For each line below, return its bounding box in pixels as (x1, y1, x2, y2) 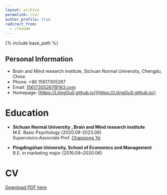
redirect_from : (5, 21, 37, 27)
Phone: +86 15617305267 (12, 79, 66, 85)
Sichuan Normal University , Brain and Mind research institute (12, 124, 145, 130)
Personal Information (5, 55, 73, 63)
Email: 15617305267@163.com (12, 84, 76, 90)
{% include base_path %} (5, 40, 59, 46)
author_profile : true (5, 17, 51, 22)
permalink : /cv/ (5, 12, 39, 17)
